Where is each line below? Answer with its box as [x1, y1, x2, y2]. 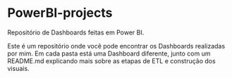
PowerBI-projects [7, 5, 113, 21]
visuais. [7, 64, 30, 72]
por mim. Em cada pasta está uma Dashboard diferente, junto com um [7, 49, 211, 58]
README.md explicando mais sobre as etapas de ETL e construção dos [7, 56, 216, 65]
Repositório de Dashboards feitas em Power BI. [7, 28, 145, 37]
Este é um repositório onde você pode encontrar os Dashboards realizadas [7, 41, 226, 50]
